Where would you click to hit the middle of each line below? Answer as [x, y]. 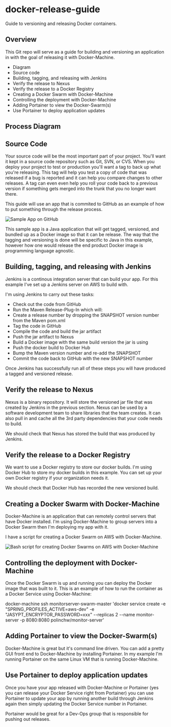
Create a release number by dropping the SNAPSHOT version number [86, 315]
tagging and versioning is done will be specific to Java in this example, [79, 240]
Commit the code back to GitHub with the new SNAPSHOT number [83, 358]
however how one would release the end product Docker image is [74, 245]
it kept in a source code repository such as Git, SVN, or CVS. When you [80, 161]
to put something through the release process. [54, 209]
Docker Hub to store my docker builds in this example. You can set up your [84, 473]
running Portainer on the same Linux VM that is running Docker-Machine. [82, 659]
